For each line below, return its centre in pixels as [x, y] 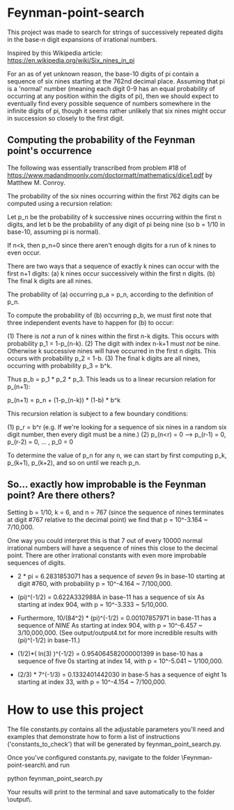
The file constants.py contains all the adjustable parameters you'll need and [116, 729]
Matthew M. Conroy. [37, 182]
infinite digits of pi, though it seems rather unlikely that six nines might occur [117, 111]
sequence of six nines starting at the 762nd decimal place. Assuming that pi [116, 81]
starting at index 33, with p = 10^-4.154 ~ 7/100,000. [92, 682]
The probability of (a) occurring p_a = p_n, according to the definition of [110, 294]
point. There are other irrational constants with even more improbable [107, 555]
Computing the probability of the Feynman [101, 140]
